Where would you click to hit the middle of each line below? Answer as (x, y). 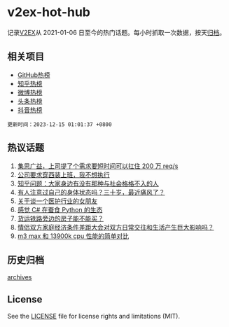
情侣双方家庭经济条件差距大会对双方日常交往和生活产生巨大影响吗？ (116, 227)
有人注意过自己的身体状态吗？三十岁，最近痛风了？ (91, 192)
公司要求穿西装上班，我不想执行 (63, 174)
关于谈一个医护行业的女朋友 (57, 201)
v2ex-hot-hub (49, 12)
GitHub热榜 (34, 75)
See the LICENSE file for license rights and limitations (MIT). (94, 316)
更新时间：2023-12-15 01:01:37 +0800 (60, 124)
